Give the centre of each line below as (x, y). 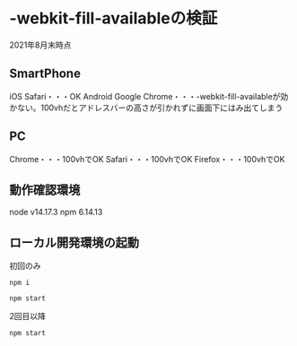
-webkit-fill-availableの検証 (114, 18)
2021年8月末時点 (40, 45)
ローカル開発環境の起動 (74, 242)
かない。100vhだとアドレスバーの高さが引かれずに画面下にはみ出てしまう (146, 108)
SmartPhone (45, 74)
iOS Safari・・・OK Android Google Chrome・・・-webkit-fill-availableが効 (149, 96)
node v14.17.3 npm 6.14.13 (56, 212)
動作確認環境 (45, 190)
